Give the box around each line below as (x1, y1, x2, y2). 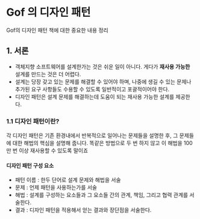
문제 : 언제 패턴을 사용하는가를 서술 (14, 184, 98, 191)
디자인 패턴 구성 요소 (6, 162, 54, 169)
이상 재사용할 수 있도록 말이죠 (19, 147, 89, 154)
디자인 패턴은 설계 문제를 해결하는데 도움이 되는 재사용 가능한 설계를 (14, 93, 175, 100)
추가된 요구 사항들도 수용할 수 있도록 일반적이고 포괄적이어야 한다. (14, 85, 170, 93)
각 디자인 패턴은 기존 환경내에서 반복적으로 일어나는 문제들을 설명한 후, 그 (6, 132, 178, 139)
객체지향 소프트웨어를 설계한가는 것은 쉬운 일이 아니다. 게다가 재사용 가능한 (14, 63, 190, 70)
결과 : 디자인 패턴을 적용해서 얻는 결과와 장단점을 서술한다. (14, 206, 152, 214)
